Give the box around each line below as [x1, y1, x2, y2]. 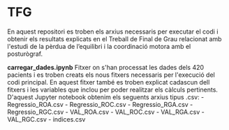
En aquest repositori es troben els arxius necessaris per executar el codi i [7, 27, 219, 36]
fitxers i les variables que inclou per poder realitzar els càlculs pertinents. [7, 85, 219, 94]
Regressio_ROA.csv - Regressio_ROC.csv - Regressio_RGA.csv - [7, 100, 193, 108]
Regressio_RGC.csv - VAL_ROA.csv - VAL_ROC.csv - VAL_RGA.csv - [7, 108, 205, 116]
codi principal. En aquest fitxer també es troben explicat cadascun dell [7, 78, 210, 86]
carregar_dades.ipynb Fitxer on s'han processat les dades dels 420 [7, 63, 205, 71]
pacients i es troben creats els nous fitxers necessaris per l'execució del [7, 71, 215, 79]
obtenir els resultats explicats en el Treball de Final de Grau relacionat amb [7, 34, 222, 43]
